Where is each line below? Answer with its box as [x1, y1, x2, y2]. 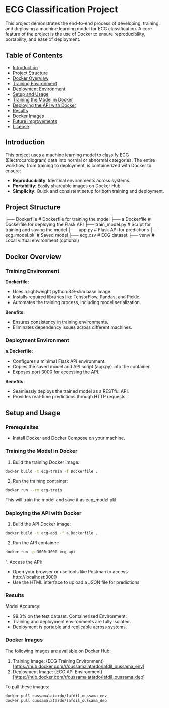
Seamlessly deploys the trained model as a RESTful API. [12, 388, 130, 394]
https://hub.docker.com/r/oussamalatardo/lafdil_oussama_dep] [14, 674, 145, 680]
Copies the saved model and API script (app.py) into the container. [12, 364, 151, 370]
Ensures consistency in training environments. [12, 319, 108, 325]
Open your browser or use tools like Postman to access [12, 569, 128, 575]
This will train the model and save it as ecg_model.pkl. [5, 497, 118, 503]
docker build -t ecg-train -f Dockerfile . [5, 469, 98, 474]
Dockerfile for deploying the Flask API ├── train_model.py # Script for [5, 221, 151, 228]
